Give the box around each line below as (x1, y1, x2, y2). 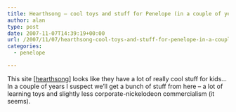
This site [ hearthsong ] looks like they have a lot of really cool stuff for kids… (7, 74, 227, 83)
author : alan (7, 17, 46, 24)
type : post (7, 23, 39, 30)
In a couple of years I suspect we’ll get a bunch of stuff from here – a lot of (7, 82, 223, 90)
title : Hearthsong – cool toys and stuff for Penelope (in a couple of (7, 10, 221, 17)
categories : (7, 43, 42, 50)
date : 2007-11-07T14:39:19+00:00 (7, 29, 105, 37)
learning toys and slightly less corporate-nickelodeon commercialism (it (7, 89, 215, 98)
